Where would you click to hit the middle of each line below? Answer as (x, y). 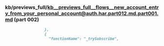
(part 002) (26, 20)
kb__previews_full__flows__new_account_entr (103, 7)
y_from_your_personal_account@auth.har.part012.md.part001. (82, 13)
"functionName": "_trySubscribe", (84, 39)
